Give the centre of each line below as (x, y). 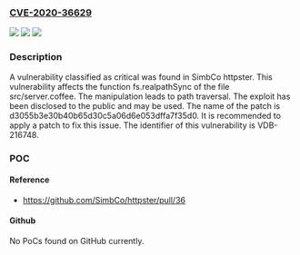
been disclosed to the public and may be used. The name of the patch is (145, 105)
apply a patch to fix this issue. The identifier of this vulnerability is (133, 125)
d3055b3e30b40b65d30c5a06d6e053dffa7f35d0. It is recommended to (145, 115)
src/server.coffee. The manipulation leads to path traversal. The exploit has (150, 96)
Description (36, 57)
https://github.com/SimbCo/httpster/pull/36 (104, 200)
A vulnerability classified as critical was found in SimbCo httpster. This (141, 77)
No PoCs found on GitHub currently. (77, 240)
